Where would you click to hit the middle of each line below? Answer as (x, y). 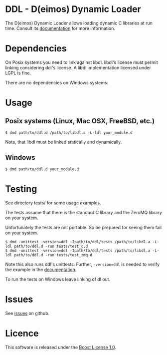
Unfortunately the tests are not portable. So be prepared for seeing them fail (83, 227)
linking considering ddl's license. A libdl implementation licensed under (78, 67)
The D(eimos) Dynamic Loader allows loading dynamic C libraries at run (79, 23)
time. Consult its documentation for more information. (60, 28)
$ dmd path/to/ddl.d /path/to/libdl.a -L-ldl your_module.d (69, 133)
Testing (21, 189)
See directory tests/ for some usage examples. (53, 203)
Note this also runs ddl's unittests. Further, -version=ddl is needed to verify (83, 264)
